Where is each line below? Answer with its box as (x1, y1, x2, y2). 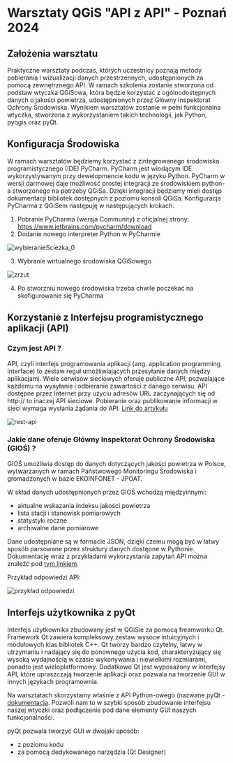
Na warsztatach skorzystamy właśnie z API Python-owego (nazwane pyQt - (7, 690, 225, 699)
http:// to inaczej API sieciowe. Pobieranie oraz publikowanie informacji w (7, 396, 218, 405)
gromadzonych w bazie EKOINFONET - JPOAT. (7, 474, 143, 483)
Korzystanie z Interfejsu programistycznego (7, 312, 204, 324)
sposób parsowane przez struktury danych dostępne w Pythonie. (7, 544, 195, 553)
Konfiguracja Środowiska (7, 138, 120, 150)
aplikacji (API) (7, 323, 69, 335)
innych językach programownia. (7, 677, 99, 685)
